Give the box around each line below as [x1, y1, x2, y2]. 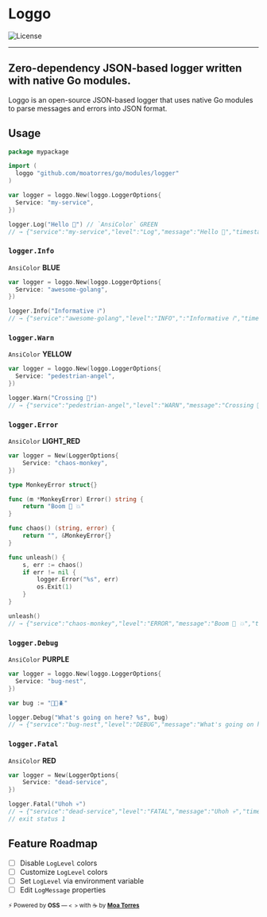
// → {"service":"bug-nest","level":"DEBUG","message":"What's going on [8, 721, 254, 729]
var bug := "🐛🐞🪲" [8, 699, 68, 707]
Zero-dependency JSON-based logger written [8, 61, 242, 76]
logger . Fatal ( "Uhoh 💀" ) [8, 800, 87, 808]
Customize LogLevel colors [19, 867, 108, 876]
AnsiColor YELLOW [8, 349, 72, 359]
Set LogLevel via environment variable [19, 876, 145, 885]
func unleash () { [8, 554, 66, 561]
